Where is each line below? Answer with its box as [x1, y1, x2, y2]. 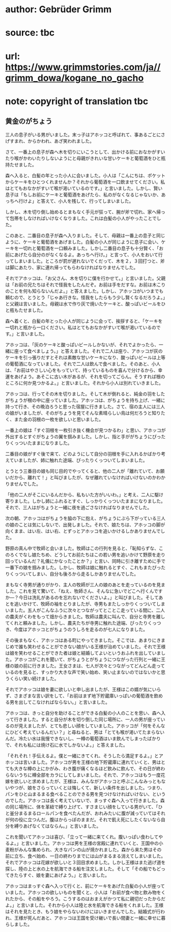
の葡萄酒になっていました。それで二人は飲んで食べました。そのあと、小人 [5, 361, 161, 367]
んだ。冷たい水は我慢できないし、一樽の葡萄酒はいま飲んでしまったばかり [5, 735, 161, 742]
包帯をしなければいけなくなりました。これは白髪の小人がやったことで [9, 215, 157, 221]
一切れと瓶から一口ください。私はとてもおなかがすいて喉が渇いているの [5, 324, 157, 330]
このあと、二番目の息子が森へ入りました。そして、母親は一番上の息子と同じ [5, 232, 165, 238]
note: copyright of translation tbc [5, 95, 149, 107]
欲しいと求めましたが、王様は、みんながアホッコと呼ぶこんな [14, 778, 144, 784]
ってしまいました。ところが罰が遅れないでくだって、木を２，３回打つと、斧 [5, 258, 165, 264]
